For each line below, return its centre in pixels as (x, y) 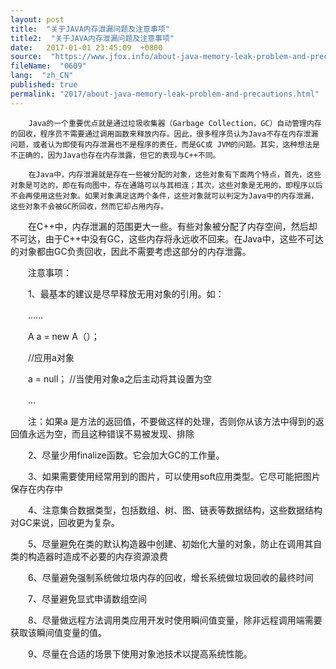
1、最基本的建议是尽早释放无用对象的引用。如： (126, 293)
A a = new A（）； (63, 336)
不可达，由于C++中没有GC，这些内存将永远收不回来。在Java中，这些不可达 (167, 238)
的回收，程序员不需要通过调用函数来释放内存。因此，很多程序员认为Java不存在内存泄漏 (164, 134)
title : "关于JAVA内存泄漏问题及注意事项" (90, 29)
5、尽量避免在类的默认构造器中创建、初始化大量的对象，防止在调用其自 (175, 543)
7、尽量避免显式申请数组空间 (87, 598)
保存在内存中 (36, 488)
